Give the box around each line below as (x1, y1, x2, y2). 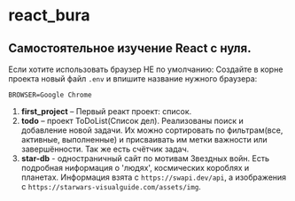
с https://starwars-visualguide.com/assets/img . (20, 182, 201, 191)
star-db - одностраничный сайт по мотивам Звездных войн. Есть (20, 153, 270, 164)
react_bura (8, 5, 90, 26)
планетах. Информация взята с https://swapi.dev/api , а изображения (20, 172, 287, 182)
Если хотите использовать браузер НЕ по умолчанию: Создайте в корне (8, 64, 283, 74)
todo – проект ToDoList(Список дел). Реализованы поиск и (20, 116, 245, 126)
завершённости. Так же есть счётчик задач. (20, 143, 190, 154)
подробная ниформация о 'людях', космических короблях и (20, 163, 250, 173)
